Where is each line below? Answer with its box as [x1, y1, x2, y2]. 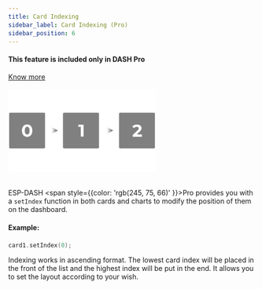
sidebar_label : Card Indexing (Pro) [8, 20, 128, 29]
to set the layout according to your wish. [8, 272, 139, 282]
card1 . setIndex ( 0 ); [8, 241, 72, 249]
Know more [8, 71, 46, 82]
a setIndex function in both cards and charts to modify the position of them [8, 196, 252, 206]
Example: [8, 222, 40, 232]
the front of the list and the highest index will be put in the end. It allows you [8, 264, 254, 273]
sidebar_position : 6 [8, 29, 76, 37]
